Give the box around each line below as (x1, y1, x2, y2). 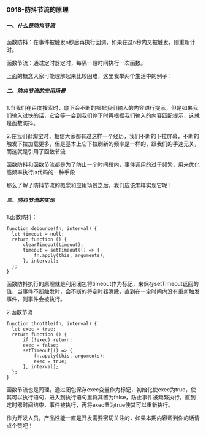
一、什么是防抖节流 (6, 21, 55, 29)
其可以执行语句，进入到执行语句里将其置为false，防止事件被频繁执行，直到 (6, 393, 196, 401)
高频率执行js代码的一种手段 (6, 168, 75, 175)
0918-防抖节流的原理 (6, 5, 69, 13)
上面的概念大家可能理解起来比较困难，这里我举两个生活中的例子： (6, 72, 173, 79)
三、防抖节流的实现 (6, 196, 55, 204)
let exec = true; (12, 326, 56, 332)
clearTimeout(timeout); (22, 241, 84, 248)
